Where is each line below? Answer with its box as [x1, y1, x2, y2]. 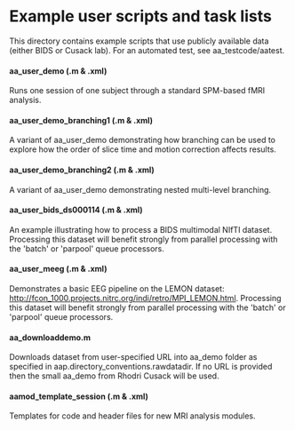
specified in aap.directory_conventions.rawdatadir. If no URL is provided [9, 362, 273, 372]
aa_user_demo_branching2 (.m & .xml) [9, 164, 155, 175]
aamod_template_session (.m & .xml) [9, 391, 149, 402]
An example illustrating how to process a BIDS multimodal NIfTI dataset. [9, 224, 273, 235]
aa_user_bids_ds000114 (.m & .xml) [9, 204, 144, 215]
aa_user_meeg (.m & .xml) [9, 264, 108, 275]
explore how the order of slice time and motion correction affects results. [9, 144, 277, 155]
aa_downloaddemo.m [9, 331, 92, 343]
